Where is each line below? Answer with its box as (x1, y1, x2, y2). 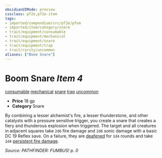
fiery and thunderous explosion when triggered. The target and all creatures (5, 123, 156, 129)
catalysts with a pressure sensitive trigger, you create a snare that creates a (5, 118, 156, 124)
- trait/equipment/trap (5, 43, 53, 48)
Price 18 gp (12, 98, 35, 104)
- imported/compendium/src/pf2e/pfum (5, 20, 81, 26)
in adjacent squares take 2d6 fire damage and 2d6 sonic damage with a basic (5, 128, 157, 134)
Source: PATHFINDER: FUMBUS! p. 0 (5, 148, 78, 154)
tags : (5, 16, 16, 21)
